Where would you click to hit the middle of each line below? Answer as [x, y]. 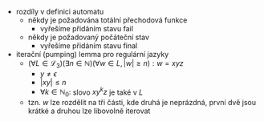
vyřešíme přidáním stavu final [89, 46]
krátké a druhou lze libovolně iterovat [89, 111]
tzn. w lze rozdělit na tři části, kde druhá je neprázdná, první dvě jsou [142, 103]
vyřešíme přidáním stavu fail [87, 28]
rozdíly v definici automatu [60, 12]
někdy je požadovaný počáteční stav [89, 37]
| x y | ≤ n [53, 82]
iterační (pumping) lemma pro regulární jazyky [92, 54]
